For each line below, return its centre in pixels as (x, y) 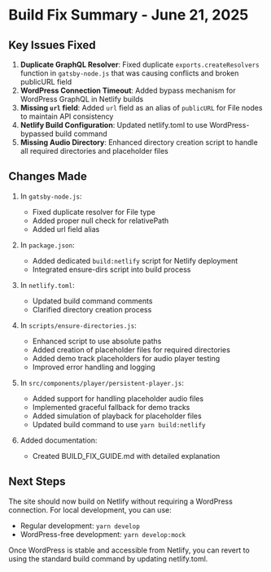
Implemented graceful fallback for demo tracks (111, 407)
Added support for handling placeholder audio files (118, 398)
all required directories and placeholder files (94, 151)
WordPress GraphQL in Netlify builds (82, 99)
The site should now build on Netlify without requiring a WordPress (121, 501)
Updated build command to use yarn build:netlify (119, 424)
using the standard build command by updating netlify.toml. (108, 558)
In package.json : (47, 245)
